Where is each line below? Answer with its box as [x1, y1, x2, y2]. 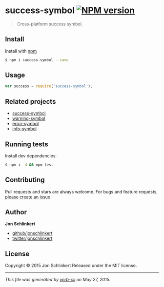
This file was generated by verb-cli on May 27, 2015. [5, 277, 111, 283]
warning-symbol [12, 115, 45, 121]
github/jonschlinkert [12, 230, 53, 236]
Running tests [5, 140, 49, 148]
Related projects [5, 97, 56, 106]
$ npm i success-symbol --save [5, 57, 69, 62]
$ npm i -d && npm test [5, 162, 54, 167]
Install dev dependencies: [5, 153, 57, 158]
